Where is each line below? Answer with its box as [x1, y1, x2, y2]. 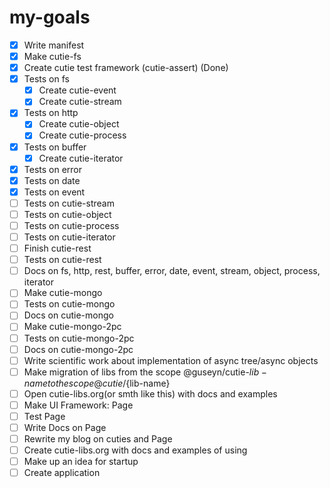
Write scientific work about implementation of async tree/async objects [23, 354, 319, 366]
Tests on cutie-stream [23, 197, 115, 209]
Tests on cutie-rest [23, 254, 102, 266]
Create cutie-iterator [38, 152, 124, 164]
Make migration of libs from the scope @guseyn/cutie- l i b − [23, 366, 267, 378]
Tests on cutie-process [23, 219, 120, 231]
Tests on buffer [23, 141, 87, 153]
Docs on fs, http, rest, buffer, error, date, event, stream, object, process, [23, 265, 321, 277]
